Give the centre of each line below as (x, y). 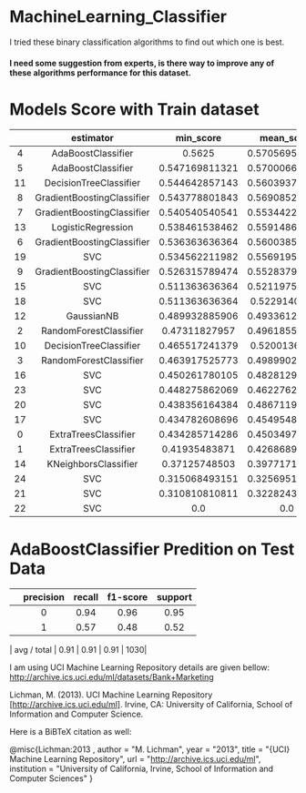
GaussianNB (92, 316)
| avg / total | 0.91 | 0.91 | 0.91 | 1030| (78, 650)
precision (44, 597)
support (174, 597)
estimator (92, 138)
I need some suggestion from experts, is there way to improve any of (142, 63)
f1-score (127, 597)
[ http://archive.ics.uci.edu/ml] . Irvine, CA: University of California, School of (151, 705)
